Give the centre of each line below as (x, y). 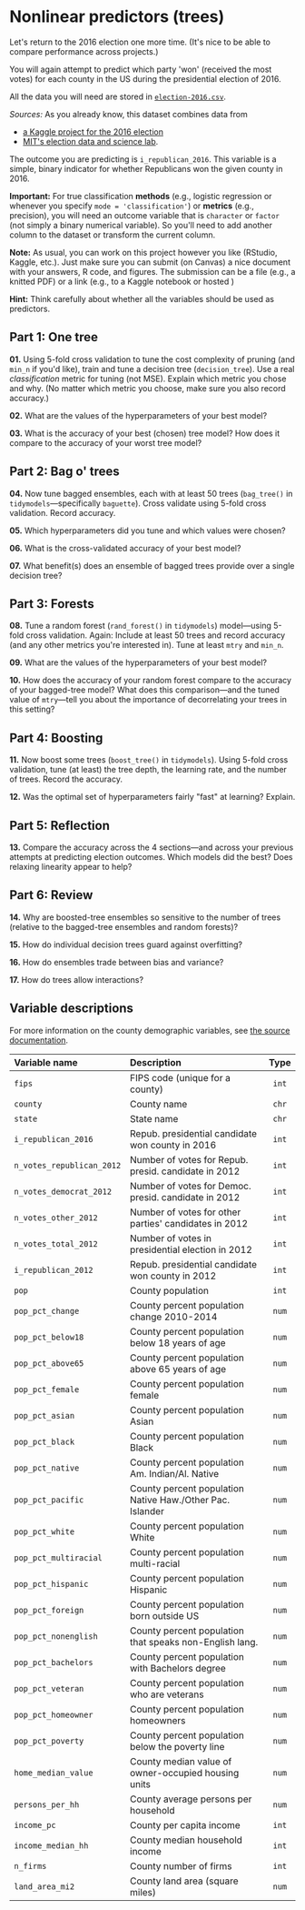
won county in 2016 (173, 1145)
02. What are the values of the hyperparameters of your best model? (138, 415)
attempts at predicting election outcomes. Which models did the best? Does (151, 857)
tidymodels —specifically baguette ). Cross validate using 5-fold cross (138, 503)
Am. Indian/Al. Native (175, 1473)
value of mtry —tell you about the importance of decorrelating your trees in (148, 700)
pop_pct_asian (44, 1415)
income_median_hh (51, 1845)
